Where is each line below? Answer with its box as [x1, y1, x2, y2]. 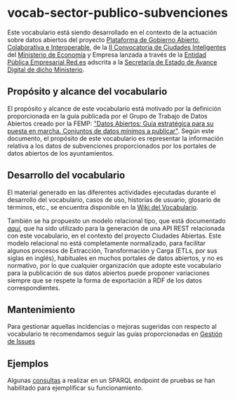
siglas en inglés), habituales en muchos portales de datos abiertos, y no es [7, 254, 223, 262]
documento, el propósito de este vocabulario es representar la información [7, 134, 224, 142]
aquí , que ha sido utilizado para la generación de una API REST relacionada [7, 224, 225, 232]
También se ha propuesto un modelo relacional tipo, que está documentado [7, 216, 226, 225]
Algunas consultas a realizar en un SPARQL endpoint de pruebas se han [7, 377, 215, 385]
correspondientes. [7, 283, 61, 292]
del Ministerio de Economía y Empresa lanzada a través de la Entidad [7, 50, 207, 59]
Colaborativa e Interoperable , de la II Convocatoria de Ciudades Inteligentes [7, 43, 227, 51]
